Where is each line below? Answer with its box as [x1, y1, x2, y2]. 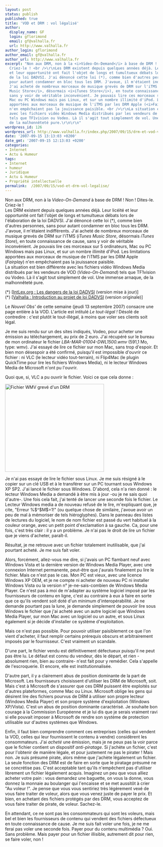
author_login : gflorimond [5, 48, 57, 53]
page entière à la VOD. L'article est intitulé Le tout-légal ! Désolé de [5, 308, 139, 314]
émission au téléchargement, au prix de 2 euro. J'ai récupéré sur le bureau [5, 334, 154, 340]
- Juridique [5, 170, 29, 175]
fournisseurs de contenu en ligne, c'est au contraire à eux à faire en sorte [5, 593, 152, 598]
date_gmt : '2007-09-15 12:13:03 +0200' [5, 138, 86, 144]
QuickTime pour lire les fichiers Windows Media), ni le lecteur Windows [5, 360, 147, 365]
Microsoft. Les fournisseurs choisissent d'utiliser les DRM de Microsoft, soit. [5, 678, 157, 684]
